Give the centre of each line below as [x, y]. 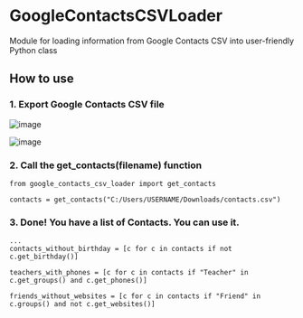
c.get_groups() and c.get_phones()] [78, 281]
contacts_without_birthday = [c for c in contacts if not [121, 249]
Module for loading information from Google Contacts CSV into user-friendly [152, 41]
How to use [42, 79]
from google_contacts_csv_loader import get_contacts [113, 183]
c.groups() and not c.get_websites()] [82, 304]
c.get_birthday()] [44, 257]
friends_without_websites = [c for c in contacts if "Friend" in [135, 296]
